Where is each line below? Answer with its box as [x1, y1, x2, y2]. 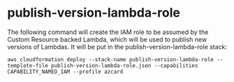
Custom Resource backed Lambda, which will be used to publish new [7, 35, 207, 43]
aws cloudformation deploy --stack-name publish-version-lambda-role [7, 56, 214, 63]
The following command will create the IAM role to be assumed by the [7, 28, 209, 36]
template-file [7, 62, 49, 69]
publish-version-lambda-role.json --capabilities [51, 62, 198, 69]
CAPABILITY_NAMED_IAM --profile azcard [7, 68, 124, 75]
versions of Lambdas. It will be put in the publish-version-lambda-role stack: [7, 42, 228, 51]
